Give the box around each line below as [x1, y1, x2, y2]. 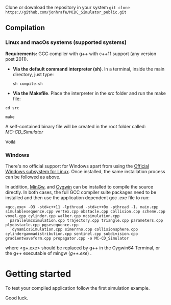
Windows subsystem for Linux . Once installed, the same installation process [5, 168, 165, 174]
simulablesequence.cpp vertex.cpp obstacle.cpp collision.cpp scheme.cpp [5, 209, 166, 214]
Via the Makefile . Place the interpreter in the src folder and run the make [12, 90, 166, 96]
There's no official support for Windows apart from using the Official [5, 163, 149, 169]
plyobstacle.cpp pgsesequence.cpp [5, 222, 79, 227]
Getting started [5, 268, 71, 280]
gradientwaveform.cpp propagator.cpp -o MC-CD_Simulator [5, 236, 129, 241]
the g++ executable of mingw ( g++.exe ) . [5, 250, 92, 256]
